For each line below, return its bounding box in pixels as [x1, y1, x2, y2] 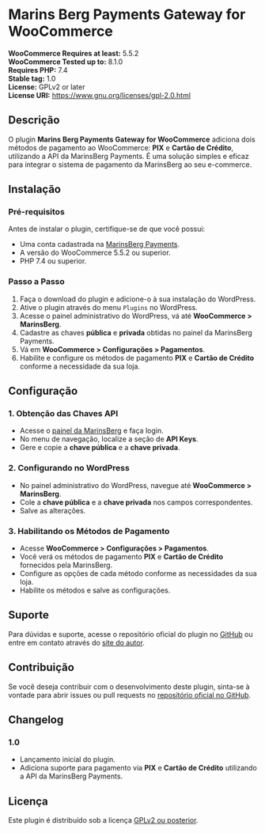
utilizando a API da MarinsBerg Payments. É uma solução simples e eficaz [8, 151, 249, 161]
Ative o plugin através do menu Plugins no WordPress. [19, 302, 198, 312]
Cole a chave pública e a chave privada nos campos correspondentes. [19, 497, 253, 507]
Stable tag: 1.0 [8, 74, 56, 83]
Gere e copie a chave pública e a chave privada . [19, 443, 180, 452]
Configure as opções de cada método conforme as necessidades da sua [19, 569, 257, 578]
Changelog [8, 714, 64, 727]
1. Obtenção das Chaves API [8, 408, 119, 419]
